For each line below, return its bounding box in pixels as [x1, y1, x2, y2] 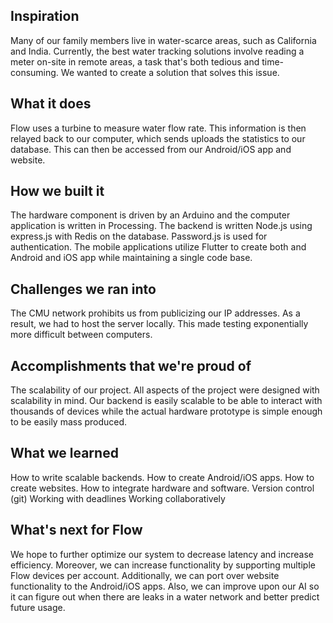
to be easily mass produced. [10, 416, 128, 428]
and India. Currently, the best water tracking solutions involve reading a [10, 45, 305, 57]
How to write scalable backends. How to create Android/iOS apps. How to [10, 471, 315, 483]
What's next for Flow [10, 522, 143, 539]
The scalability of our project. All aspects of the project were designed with [10, 384, 320, 396]
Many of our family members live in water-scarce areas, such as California [10, 34, 317, 46]
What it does [10, 95, 92, 113]
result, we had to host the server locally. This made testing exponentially [10, 318, 309, 330]
